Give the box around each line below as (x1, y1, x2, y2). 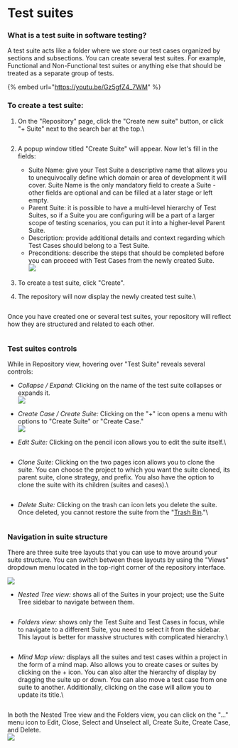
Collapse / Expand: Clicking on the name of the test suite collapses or (17, 381, 222, 390)
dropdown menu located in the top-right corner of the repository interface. (7, 563, 226, 572)
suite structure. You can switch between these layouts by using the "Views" (7, 555, 229, 564)
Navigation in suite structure (7, 532, 108, 541)
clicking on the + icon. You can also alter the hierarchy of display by (17, 668, 217, 676)
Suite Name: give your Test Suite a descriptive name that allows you (28, 166, 227, 174)
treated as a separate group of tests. (7, 69, 114, 77)
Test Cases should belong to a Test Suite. (28, 241, 151, 249)
